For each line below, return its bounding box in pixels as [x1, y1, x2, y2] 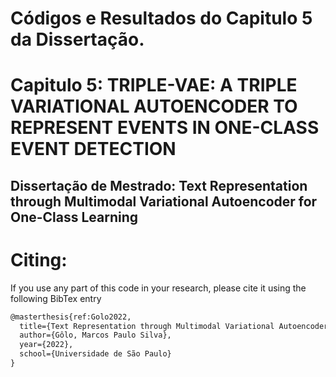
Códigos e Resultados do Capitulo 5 [10, 7, 313, 30]
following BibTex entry [10, 292, 102, 304]
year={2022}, [19, 340, 74, 350]
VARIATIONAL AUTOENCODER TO [10, 95, 298, 118]
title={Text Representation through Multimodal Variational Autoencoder [19, 321, 329, 331]
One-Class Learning [10, 208, 139, 226]
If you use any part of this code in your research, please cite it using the [10, 282, 307, 294]
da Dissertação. [10, 28, 145, 51]
